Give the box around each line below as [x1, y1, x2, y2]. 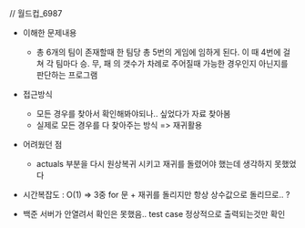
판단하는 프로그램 [36, 69, 98, 80]
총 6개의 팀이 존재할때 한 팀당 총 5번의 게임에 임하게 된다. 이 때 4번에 [36, 47, 281, 57]
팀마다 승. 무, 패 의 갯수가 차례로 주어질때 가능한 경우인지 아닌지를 [56, 58, 289, 68]
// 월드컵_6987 [9, 8, 63, 18]
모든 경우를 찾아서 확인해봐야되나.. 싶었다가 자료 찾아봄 [36, 109, 231, 119]
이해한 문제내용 [22, 27, 77, 38]
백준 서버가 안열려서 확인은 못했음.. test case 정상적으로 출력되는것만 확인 [22, 209, 286, 219]
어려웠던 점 [22, 140, 63, 150]
